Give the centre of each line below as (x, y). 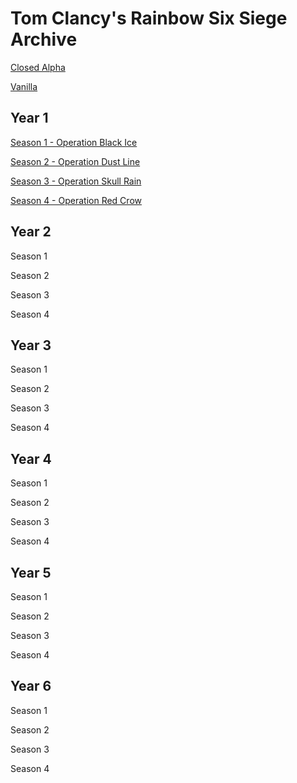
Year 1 (29, 118)
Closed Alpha (38, 67)
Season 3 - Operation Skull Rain (76, 181)
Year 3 (31, 345)
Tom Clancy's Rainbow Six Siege (149, 18)
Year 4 (31, 458)
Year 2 (31, 232)
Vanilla (24, 86)
